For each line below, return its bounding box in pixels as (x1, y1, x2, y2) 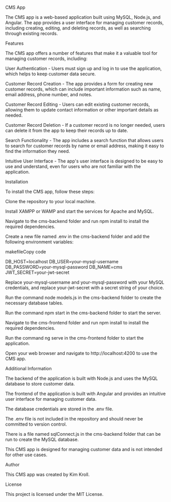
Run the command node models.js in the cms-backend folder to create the (5, 295, 161, 300)
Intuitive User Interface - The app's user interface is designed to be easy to (5, 158, 163, 164)
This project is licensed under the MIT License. (5, 491, 104, 497)
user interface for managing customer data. (5, 396, 97, 402)
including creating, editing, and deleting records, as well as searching (5, 25, 151, 31)
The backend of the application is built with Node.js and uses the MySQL (5, 375, 158, 381)
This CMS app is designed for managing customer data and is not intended (5, 447, 163, 452)
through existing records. (5, 31, 59, 36)
